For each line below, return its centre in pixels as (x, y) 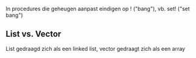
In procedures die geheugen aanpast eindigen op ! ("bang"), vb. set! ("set (98, 9)
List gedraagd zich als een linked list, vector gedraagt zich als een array (96, 48)
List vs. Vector (33, 34)
